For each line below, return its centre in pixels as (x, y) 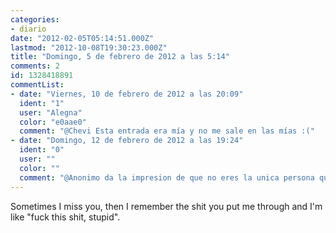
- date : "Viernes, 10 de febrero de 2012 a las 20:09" (127, 94)
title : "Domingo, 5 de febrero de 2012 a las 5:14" (120, 57)
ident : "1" (42, 103)
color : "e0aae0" (53, 122)
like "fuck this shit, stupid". (65, 217)
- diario (28, 29)
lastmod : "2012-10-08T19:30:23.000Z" (89, 47)
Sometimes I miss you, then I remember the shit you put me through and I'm (166, 206)
